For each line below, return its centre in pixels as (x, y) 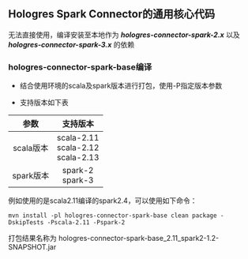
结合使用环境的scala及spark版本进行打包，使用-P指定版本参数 (121, 86)
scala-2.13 (78, 158)
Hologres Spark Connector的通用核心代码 (112, 14)
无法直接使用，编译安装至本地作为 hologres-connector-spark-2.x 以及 (124, 35)
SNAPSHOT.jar (32, 247)
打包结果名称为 (32, 238)
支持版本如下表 (44, 103)
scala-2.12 (78, 148)
